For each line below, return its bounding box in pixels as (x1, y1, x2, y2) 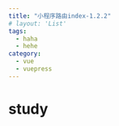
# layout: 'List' (8, 20, 67, 28)
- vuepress (15, 65, 53, 73)
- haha (15, 34, 38, 43)
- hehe (15, 42, 38, 50)
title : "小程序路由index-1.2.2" (8, 11, 112, 20)
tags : (8, 27, 27, 35)
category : (8, 50, 42, 58)
